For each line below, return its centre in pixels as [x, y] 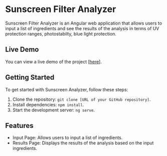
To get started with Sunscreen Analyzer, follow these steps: [67, 89]
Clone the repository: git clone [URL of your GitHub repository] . [81, 99]
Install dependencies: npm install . [48, 104]
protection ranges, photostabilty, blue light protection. [61, 34]
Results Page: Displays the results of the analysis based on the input [83, 143]
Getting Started [30, 77]
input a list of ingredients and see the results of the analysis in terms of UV [82, 28]
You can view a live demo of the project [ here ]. [53, 62]
